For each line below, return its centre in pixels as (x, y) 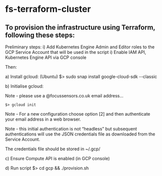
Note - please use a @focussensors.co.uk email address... (65, 96)
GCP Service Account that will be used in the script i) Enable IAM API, (76, 52)
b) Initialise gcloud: (24, 86)
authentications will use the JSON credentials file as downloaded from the (80, 134)
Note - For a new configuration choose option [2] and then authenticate (78, 114)
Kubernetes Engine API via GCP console (46, 57)
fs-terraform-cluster (48, 9)
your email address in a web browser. (43, 119)
